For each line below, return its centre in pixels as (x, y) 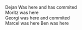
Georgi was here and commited (37, 18)
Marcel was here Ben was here (37, 23)
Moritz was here (22, 12)
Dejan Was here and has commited (41, 7)
